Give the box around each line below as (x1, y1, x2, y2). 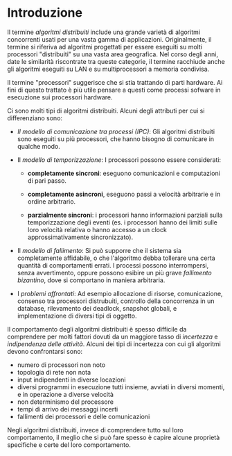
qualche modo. (17, 142, 60, 150)
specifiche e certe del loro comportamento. (7, 440, 132, 449)
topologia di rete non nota (17, 368, 91, 376)
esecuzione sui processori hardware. (7, 92, 113, 101)
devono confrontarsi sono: (7, 347, 83, 355)
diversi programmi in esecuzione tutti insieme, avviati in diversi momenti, (17, 382, 225, 391)
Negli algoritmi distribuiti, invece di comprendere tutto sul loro (7, 425, 184, 434)
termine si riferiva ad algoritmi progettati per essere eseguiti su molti (7, 42, 203, 51)
